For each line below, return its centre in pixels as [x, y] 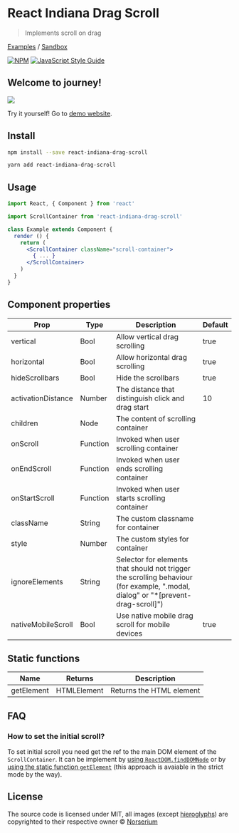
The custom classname [155, 518]
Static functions [44, 658]
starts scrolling [141, 498]
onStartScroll [33, 498]
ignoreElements [37, 581]
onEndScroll [31, 468]
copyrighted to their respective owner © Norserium [83, 822]
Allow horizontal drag [152, 357]
